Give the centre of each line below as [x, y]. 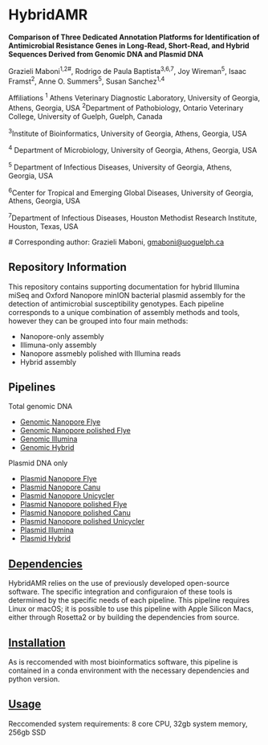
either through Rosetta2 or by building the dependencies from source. [124, 617]
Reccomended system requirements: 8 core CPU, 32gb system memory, [128, 723]
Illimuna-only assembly [58, 345]
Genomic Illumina [49, 439]
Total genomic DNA [41, 407]
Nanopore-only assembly [62, 336]
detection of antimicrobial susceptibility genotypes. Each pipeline [116, 304]
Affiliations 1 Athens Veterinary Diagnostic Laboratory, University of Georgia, [134, 97]
